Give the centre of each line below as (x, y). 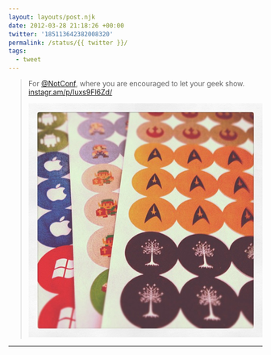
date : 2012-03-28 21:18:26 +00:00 (67, 25)
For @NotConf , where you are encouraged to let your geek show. (136, 84)
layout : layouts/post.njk (52, 17)
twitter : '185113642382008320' (61, 34)
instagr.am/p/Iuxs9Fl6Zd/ (70, 92)
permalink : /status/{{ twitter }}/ (68, 43)
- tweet (29, 60)
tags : (17, 51)
